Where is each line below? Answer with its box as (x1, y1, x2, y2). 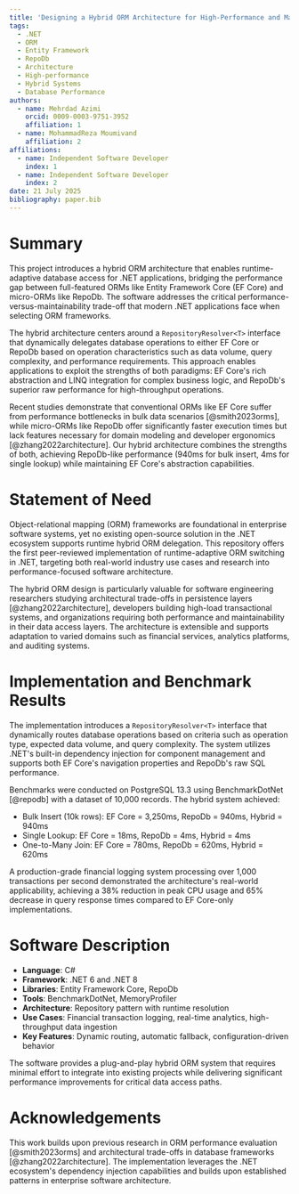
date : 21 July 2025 (9, 187, 82, 196)
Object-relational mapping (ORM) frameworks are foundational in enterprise (9, 518, 287, 530)
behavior (21, 1040, 55, 1051)
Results (9, 690, 67, 711)
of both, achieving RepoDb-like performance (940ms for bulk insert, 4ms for (9, 449, 290, 459)
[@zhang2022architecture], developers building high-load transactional (9, 602, 273, 613)
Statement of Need (9, 490, 152, 509)
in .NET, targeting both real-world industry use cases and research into (9, 556, 270, 567)
